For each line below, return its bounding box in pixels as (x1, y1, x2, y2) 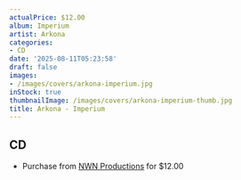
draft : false (9, 63, 58, 72)
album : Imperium (9, 21, 69, 30)
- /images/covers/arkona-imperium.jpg (9, 79, 153, 88)
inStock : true (9, 87, 62, 96)
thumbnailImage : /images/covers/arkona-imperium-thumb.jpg (9, 95, 233, 105)
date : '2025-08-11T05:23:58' (9, 54, 117, 63)
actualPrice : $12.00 (9, 12, 86, 22)
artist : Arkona (9, 29, 66, 38)
